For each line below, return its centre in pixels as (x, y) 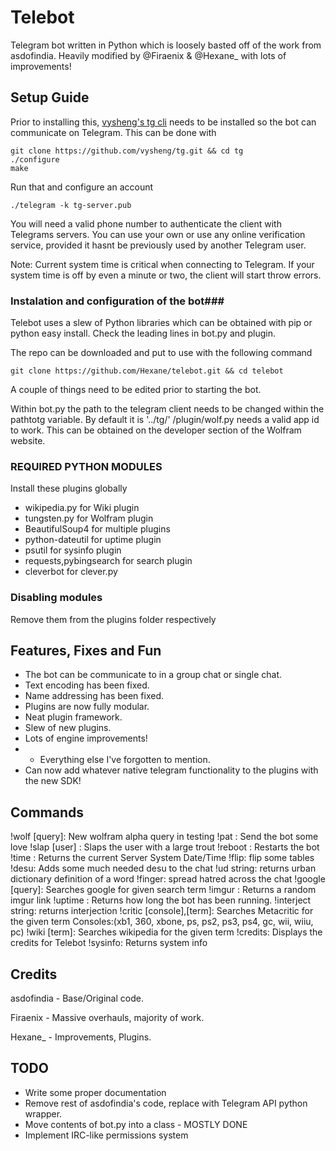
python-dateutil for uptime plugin (93, 540)
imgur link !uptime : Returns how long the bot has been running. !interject (161, 900)
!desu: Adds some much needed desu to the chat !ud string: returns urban (163, 868)
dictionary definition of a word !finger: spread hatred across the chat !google (168, 879)
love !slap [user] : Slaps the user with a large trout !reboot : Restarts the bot (165, 847)
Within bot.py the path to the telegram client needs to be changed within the (167, 409)
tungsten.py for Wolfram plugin (89, 518)
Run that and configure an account (82, 187)
